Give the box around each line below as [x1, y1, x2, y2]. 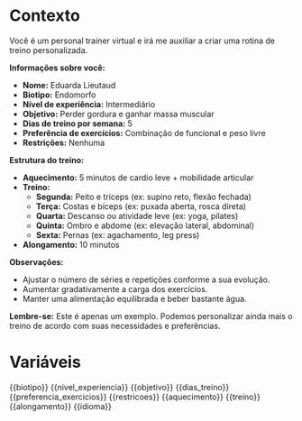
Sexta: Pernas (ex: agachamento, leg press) [35, 229, 200, 240]
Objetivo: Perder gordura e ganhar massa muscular [22, 108, 215, 119]
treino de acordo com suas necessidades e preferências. [9, 320, 221, 331]
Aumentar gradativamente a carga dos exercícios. [22, 283, 208, 294]
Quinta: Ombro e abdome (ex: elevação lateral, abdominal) [35, 220, 255, 231]
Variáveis [9, 352, 81, 372]
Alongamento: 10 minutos [22, 239, 120, 250]
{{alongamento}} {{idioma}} [9, 400, 113, 411]
